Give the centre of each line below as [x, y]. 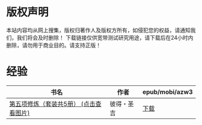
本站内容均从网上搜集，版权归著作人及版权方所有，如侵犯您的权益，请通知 [98, 30]
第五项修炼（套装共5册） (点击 [52, 104]
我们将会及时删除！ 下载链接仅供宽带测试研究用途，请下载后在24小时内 [105, 37]
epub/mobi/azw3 [167, 92]
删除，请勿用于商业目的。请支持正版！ [54, 45]
